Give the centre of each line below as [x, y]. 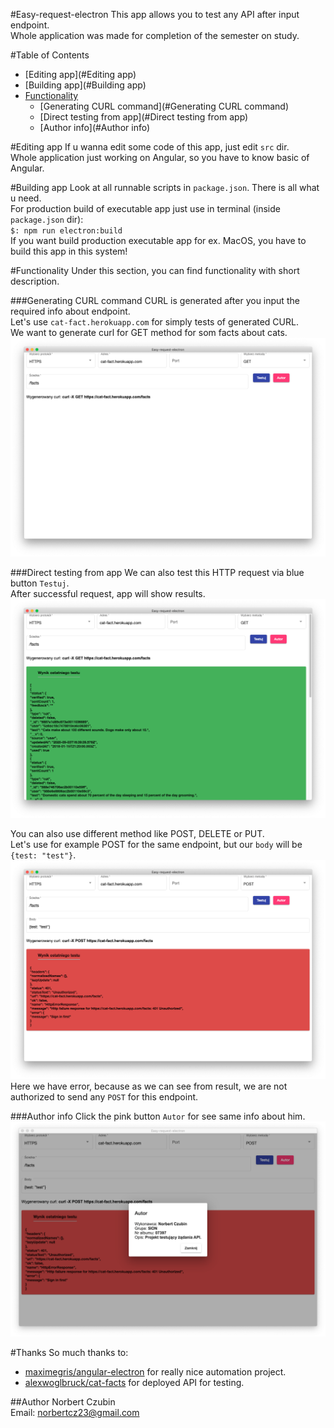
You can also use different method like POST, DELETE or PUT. [137, 833]
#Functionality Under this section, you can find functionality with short [155, 270]
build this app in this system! [69, 251]
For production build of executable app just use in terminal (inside [145, 208]
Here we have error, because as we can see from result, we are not [149, 1086]
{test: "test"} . [43, 855]
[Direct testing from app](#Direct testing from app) [144, 117]
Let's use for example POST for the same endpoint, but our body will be [156, 844]
